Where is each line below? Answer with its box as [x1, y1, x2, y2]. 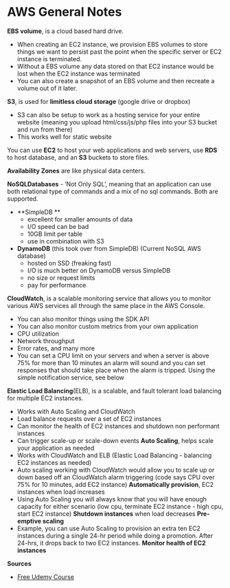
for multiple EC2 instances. [7, 393, 84, 402]
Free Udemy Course [16, 572, 74, 581]
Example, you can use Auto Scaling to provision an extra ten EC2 [16, 524, 201, 532]
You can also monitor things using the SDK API [16, 314, 150, 323]
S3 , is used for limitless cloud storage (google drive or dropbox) [7, 97, 191, 105]
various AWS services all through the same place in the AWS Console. [7, 301, 205, 309]
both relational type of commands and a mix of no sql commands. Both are [7, 187, 218, 195]
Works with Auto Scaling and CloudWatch [16, 407, 135, 415]
